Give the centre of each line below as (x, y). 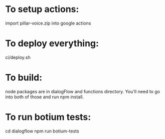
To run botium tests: (48, 117)
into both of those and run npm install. (45, 97)
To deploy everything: (52, 43)
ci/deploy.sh (18, 57)
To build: (24, 78)
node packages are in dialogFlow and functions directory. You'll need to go (83, 91)
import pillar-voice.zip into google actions (48, 23)
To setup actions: (42, 9)
